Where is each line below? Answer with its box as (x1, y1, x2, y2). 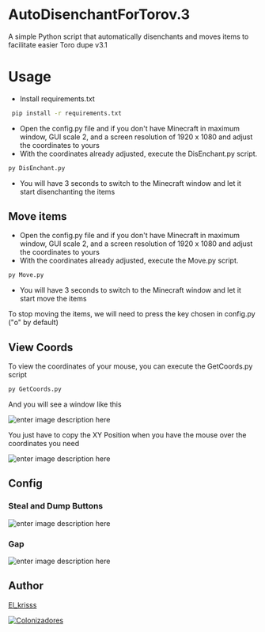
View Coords (8, 340, 74, 354)
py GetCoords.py (8, 385, 62, 393)
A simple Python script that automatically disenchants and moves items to (8, 32, 249, 41)
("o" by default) (8, 318, 59, 327)
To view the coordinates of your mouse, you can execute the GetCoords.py (8, 361, 253, 371)
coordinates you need (8, 439, 80, 448)
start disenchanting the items (19, 187, 115, 196)
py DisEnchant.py (8, 164, 66, 172)
